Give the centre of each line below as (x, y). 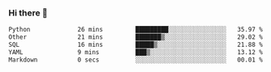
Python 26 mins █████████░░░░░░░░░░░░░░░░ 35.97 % (136, 30)
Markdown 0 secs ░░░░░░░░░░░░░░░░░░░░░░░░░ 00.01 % (136, 60)
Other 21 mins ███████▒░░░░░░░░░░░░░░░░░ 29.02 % (136, 37)
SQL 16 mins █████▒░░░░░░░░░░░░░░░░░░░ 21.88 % (136, 45)
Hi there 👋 (28, 13)
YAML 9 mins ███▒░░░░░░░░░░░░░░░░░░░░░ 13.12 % (136, 52)
